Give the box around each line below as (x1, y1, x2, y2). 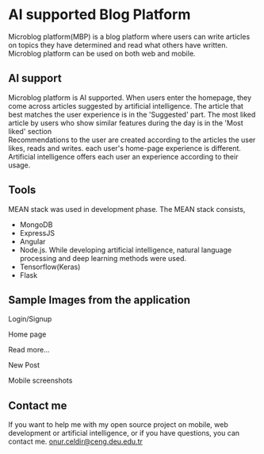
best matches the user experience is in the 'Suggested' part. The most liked (8, 110, 256, 119)
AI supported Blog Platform (8, 6, 191, 24)
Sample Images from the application (8, 293, 191, 306)
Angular (19, 237, 46, 246)
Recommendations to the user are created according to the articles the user (8, 135, 256, 144)
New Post (8, 360, 40, 370)
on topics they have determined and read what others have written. (8, 40, 228, 49)
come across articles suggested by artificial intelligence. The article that (8, 101, 244, 110)
